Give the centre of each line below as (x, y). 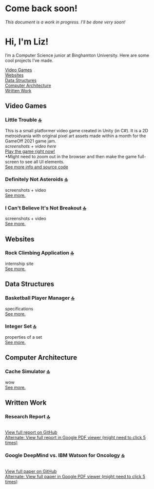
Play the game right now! (30, 151)
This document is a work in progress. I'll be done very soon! (65, 22)
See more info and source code (37, 167)
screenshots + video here (31, 146)
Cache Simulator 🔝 (28, 371)
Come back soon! (41, 9)
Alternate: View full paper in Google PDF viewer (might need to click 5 (75, 476)
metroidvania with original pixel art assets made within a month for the (76, 136)
